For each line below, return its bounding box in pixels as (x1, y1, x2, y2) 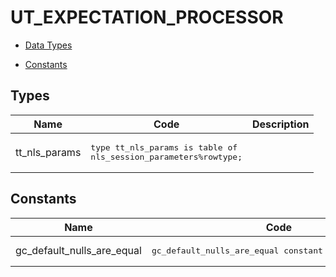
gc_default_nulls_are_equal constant (151, 245, 323, 256)
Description (251, 117, 310, 131)
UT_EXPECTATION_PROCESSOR (10, 6, 284, 29)
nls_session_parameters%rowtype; (90, 151, 243, 162)
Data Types (24, 39, 73, 51)
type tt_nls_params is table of (90, 142, 238, 153)
